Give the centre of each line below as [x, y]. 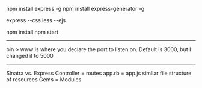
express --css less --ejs [36, 20]
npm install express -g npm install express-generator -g [75, 9]
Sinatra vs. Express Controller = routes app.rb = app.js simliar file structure [99, 73]
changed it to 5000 [30, 56]
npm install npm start [32, 32]
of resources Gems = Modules [44, 80]
